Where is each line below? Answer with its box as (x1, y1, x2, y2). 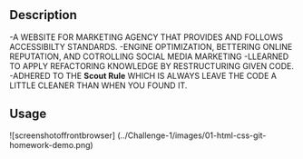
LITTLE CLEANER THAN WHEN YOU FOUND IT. (9, 80, 188, 91)
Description (9, 7, 77, 23)
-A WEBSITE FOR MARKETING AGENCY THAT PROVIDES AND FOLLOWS (9, 31, 284, 43)
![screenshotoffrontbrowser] (9, 130, 116, 141)
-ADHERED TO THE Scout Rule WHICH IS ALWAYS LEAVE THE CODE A (9, 70, 277, 81)
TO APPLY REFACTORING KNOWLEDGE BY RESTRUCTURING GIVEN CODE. (9, 60, 295, 71)
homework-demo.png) (9, 140, 93, 151)
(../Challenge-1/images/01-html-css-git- (117, 130, 267, 141)
